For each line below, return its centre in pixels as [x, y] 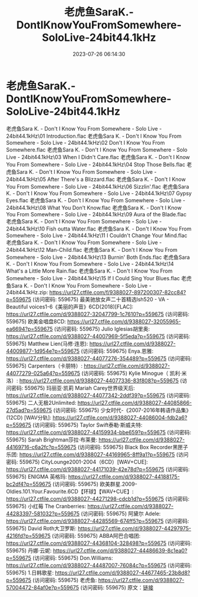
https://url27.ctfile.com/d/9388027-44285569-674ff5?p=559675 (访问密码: [98, 521]
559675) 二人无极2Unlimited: [41, 403]
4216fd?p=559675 [29, 536]
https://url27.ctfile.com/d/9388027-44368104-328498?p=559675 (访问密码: [99, 543]
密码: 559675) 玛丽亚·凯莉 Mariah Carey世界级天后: [73, 388]
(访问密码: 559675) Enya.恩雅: [117, 351]
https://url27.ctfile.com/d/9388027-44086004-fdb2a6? [120, 417]
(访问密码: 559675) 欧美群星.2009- [95, 484]
